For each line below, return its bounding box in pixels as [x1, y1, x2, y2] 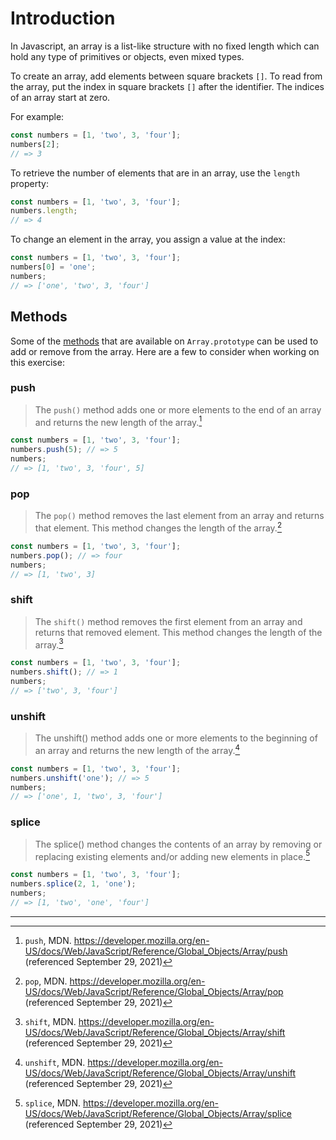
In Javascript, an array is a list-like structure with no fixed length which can [10, 40, 320, 52]
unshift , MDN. [24, 1056, 86, 1068]
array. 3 [34, 637, 64, 651]
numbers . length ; [10, 206, 78, 216]
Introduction [10, 7, 116, 30]
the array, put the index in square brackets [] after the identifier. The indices [10, 80, 325, 92]
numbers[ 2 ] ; [10, 139, 60, 149]
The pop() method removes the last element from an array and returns [34, 510, 325, 522]
